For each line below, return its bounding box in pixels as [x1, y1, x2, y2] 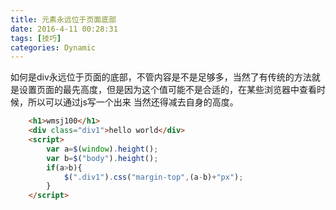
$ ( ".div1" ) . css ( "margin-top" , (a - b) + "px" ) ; [63, 172, 244, 182]
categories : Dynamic [10, 42, 97, 53]
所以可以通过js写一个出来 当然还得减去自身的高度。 [27, 96, 239, 108]
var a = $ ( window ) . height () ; [46, 144, 159, 154]
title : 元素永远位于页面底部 [10, 14, 117, 25]
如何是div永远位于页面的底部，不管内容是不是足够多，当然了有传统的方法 [10, 71, 312, 83]
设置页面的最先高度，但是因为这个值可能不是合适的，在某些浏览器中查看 [18, 84, 317, 96]
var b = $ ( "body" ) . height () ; [46, 153, 159, 163]
